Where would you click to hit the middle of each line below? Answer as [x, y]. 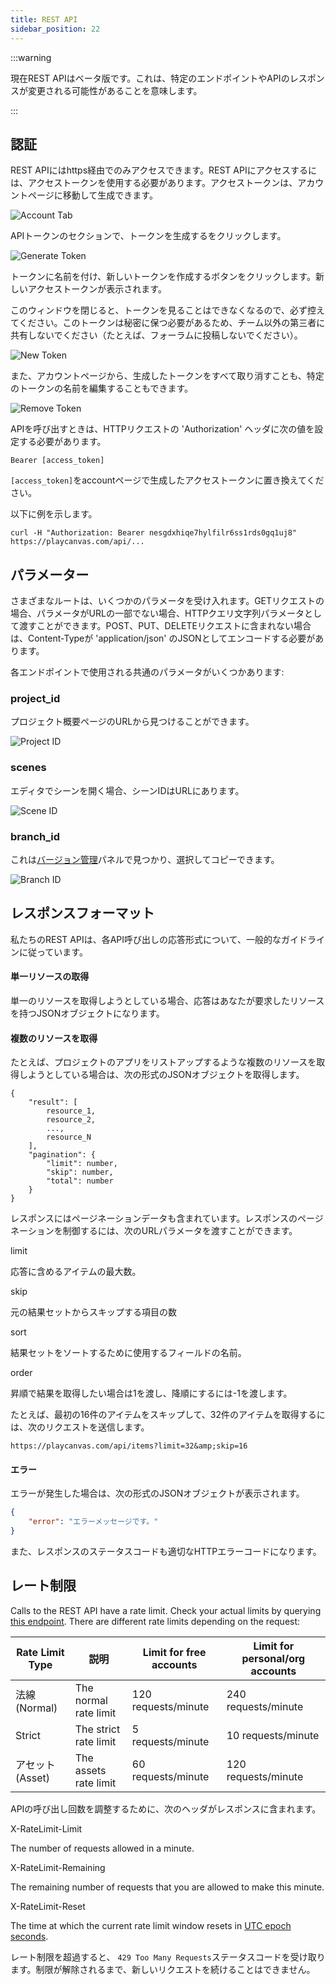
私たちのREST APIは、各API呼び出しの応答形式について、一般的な [146, 939]
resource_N [69, 1137]
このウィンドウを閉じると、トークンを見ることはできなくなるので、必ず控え [167, 310]
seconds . [29, 1936]
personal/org [273, 1658]
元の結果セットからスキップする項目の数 [93, 1312]
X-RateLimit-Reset [48, 1906]
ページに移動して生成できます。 [92, 195]
